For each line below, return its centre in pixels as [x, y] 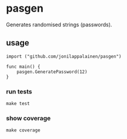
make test [18, 104]
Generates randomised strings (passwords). [59, 25]
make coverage [23, 130]
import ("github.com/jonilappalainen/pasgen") [64, 56]
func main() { [23, 67]
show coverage [28, 118]
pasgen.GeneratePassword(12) [52, 72]
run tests [19, 91]
